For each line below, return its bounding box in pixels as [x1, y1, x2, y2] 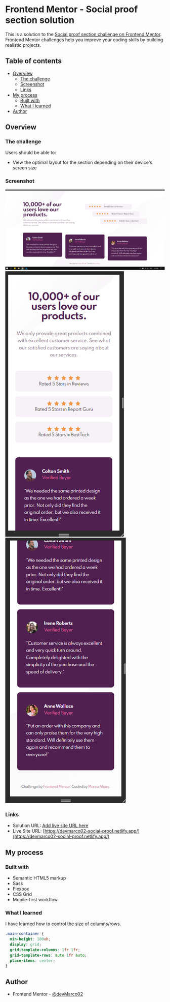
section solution [5, 14, 75, 26]
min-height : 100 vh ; [10, 937, 51, 942]
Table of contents [5, 57, 62, 66]
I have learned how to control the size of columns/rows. [5, 921, 121, 927]
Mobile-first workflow [12, 896, 58, 902]
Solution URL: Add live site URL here [12, 822, 89, 829]
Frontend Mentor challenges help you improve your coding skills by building [5, 37, 163, 43]
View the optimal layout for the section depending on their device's [12, 159, 153, 166]
